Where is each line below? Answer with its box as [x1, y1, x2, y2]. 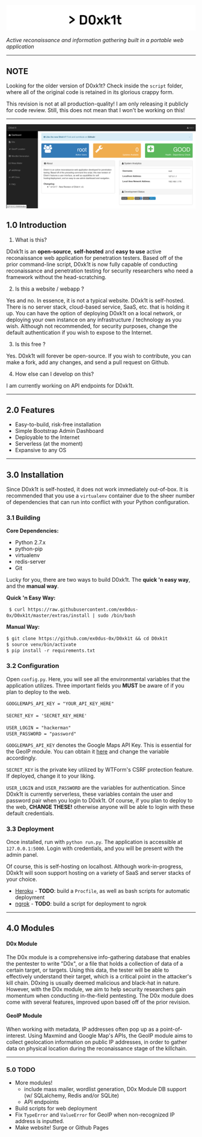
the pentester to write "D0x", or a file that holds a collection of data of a [6, 960, 183, 967]
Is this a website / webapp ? [14, 285, 84, 292]
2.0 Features [6, 405, 55, 415]
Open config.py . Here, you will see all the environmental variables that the [6, 675, 191, 682]
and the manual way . [6, 582, 59, 590]
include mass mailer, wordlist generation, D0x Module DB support [23, 1086, 187, 1093]
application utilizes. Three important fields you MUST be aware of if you [6, 682, 185, 689]
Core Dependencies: [6, 527, 59, 535]
